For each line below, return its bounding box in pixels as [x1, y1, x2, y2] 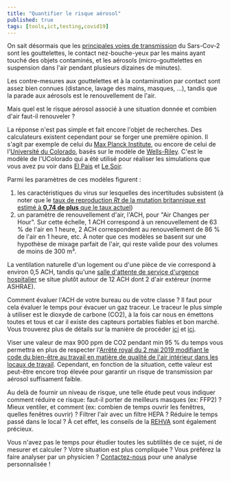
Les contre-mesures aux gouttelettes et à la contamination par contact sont [7, 77, 221, 85]
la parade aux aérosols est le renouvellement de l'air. [7, 92, 157, 100]
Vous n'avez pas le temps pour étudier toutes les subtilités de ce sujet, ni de [7, 438, 222, 447]
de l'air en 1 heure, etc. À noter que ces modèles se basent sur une [16, 233, 207, 241]
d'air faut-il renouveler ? [7, 112, 76, 120]
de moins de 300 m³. [16, 247, 77, 255]
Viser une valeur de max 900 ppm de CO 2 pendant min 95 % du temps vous [7, 339, 224, 347]
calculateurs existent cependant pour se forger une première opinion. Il [7, 133, 208, 141]
